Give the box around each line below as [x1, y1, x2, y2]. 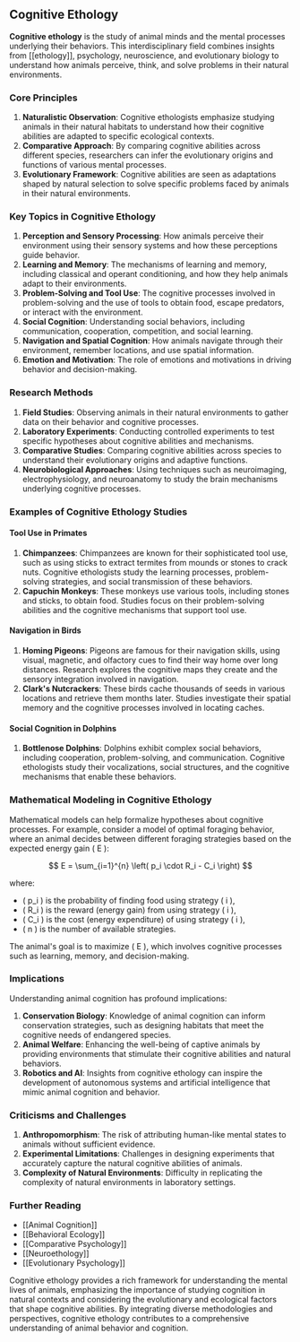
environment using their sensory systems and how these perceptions [21, 240, 278, 251]
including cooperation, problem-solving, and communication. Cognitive [21, 752, 286, 763]
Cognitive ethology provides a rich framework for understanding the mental [9, 1275, 288, 1286]
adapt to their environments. [21, 278, 127, 290]
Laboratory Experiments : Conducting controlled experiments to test [21, 426, 275, 437]
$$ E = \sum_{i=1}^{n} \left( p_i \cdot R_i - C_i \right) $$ [48, 860, 253, 870]
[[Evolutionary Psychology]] [21, 1258, 125, 1268]
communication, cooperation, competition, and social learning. [21, 326, 253, 337]
